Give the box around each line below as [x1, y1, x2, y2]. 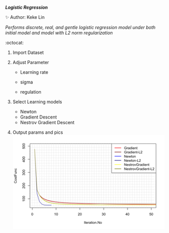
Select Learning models [12, 99, 62, 105]
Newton [20, 109, 37, 114]
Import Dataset [12, 49, 44, 55]
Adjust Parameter [12, 60, 49, 65]
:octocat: [5, 40, 24, 45]
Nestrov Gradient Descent [20, 120, 75, 125]
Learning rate [20, 69, 49, 75]
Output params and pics [12, 129, 63, 135]
